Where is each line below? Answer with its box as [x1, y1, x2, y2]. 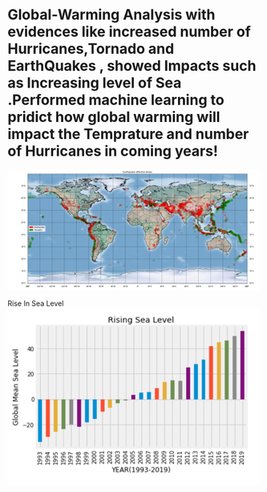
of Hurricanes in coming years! [7, 142, 218, 161]
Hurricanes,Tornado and [7, 40, 175, 58]
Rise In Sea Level [7, 299, 64, 308]
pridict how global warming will [7, 108, 220, 126]
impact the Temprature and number [7, 125, 249, 144]
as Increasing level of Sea [7, 74, 182, 92]
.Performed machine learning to [7, 91, 225, 109]
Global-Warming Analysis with [7, 6, 216, 24]
